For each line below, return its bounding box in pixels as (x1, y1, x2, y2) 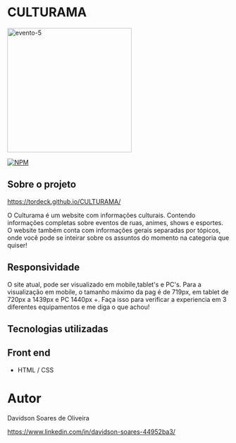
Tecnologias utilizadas (7, 322, 108, 335)
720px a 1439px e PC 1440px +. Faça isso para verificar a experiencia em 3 (7, 295, 227, 303)
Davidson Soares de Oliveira (7, 413, 89, 422)
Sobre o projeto (7, 178, 76, 190)
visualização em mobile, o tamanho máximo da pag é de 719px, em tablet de (7, 287, 229, 296)
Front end (7, 347, 51, 359)
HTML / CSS (17, 365, 54, 374)
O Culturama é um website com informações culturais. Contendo (7, 211, 196, 219)
